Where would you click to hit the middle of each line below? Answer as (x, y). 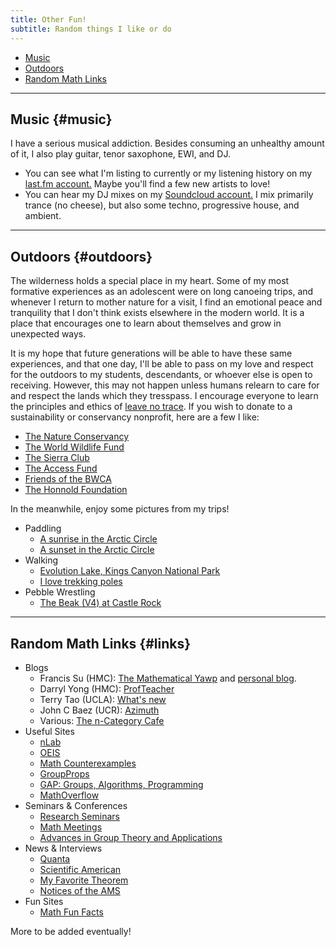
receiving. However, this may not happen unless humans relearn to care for (165, 385)
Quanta (55, 858)
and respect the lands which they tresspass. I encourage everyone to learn (164, 396)
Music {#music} (61, 119)
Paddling (43, 528)
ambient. (43, 216)
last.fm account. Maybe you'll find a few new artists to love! (147, 184)
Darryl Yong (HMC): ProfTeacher (107, 688)
